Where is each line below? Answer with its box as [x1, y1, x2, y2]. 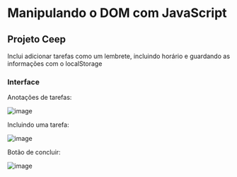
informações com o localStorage [7, 59, 103, 68]
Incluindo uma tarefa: [7, 120, 69, 129]
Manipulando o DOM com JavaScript [7, 5, 228, 21]
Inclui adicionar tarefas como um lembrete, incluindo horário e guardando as [7, 52, 231, 60]
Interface [7, 76, 40, 86]
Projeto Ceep [7, 33, 66, 45]
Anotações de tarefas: [7, 93, 72, 102]
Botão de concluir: [7, 148, 62, 156]
